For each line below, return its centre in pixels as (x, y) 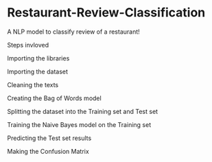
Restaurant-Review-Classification (106, 13)
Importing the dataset (38, 71)
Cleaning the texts (33, 84)
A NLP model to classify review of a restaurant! (74, 32)
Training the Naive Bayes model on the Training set (79, 124)
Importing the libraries (38, 58)
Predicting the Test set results (49, 138)
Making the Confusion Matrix (48, 151)
